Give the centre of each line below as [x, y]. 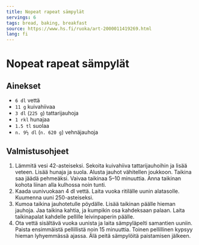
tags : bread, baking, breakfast [47, 23]
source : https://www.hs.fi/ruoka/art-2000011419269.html [79, 29]
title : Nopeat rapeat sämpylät [45, 12]
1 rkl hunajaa [32, 119]
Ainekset [23, 86]
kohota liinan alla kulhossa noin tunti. [60, 184]
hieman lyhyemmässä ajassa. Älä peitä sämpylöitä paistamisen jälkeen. [103, 235]
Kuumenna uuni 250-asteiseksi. [54, 197]
